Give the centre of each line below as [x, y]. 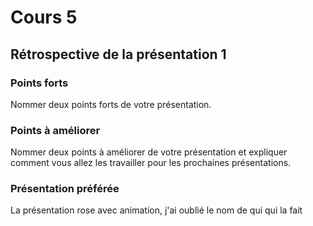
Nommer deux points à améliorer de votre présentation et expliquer [149, 152]
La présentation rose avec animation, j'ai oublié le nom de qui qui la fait [156, 210]
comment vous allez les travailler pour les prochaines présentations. [151, 163]
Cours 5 [44, 17]
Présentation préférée [65, 189]
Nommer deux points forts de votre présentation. [111, 104]
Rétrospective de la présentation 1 [118, 54]
